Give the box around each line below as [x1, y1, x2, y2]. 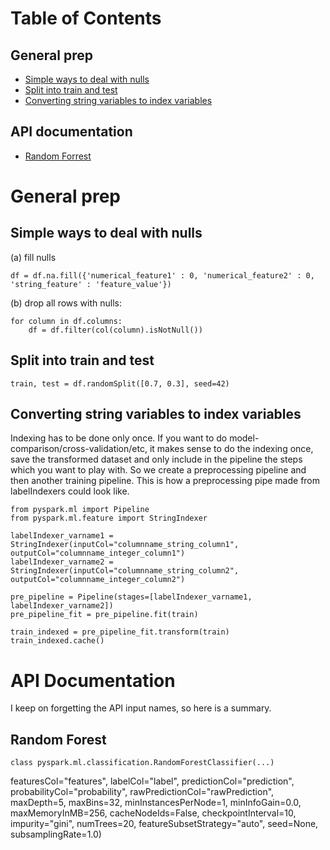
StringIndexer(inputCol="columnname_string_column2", [10, 566, 240, 576]
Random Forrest [24, 150, 92, 162]
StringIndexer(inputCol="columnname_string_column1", [10, 540, 240, 550]
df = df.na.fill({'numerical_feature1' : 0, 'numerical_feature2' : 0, [10, 270, 315, 281]
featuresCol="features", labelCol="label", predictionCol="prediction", [10, 775, 295, 787]
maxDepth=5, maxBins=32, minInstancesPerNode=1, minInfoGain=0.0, [10, 797, 302, 809]
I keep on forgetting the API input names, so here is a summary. [10, 702, 272, 714]
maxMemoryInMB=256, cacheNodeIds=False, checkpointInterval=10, [10, 807, 297, 819]
